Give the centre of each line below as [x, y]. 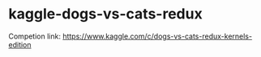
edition [20, 44]
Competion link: [34, 36]
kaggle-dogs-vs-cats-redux [105, 14]
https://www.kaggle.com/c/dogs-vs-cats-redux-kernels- [157, 36]
